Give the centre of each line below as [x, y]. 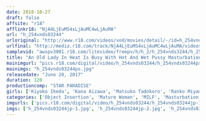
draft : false [23, 18]
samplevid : [20, 52]
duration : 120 [25, 80]
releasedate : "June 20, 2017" [45, 75]
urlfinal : [19, 46]
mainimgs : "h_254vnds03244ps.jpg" [51, 69]
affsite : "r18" [26, 23]
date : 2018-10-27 [29, 12]
